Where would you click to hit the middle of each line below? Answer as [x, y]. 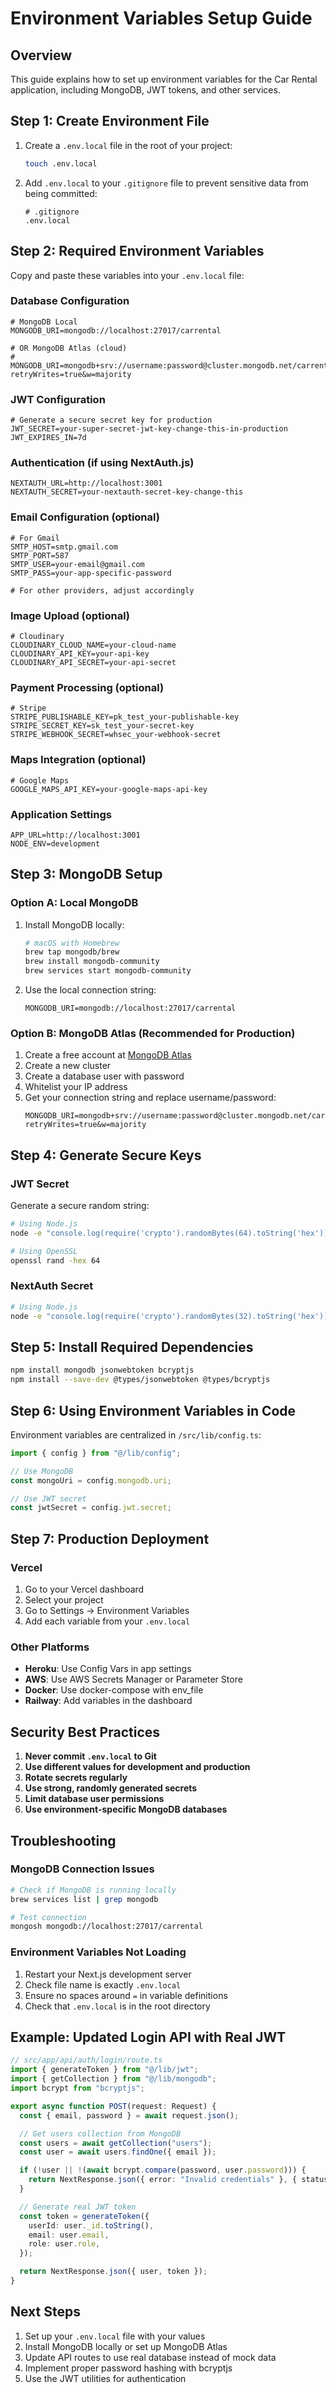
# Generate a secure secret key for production [111, 420]
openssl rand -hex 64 [55, 1260]
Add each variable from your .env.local [107, 1621]
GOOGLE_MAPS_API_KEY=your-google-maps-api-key [109, 789]
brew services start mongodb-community [108, 971]
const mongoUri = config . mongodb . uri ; [91, 1480]
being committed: [61, 193]
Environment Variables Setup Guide [161, 18]
